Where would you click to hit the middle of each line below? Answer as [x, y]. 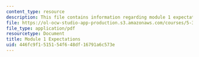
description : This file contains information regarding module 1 [88, 17]
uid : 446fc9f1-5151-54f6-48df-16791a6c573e [61, 45]
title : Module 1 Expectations [44, 39]
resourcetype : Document [36, 34]
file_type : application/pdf [41, 28]
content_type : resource [36, 12]
